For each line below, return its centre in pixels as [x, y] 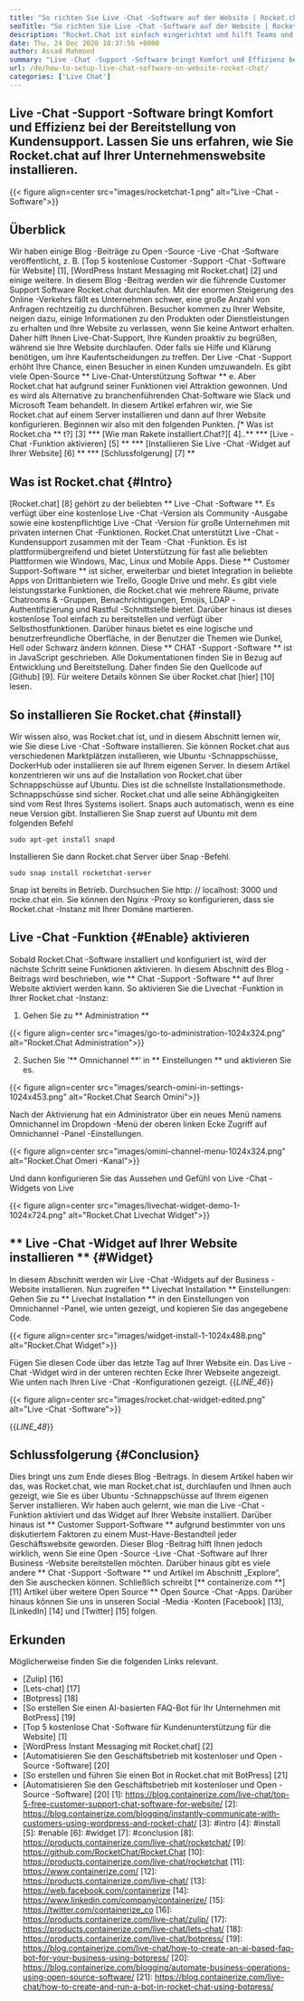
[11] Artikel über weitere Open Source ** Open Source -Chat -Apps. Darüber [151, 1592]
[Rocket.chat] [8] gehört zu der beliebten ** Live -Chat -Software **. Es [142, 504]
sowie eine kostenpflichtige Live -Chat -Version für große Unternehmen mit [150, 523]
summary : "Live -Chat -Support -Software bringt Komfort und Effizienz [147, 60]
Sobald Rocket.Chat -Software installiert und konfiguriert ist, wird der [138, 959]
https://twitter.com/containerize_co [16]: [97, 1910]
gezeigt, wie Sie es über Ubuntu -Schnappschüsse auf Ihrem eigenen [139, 1496]
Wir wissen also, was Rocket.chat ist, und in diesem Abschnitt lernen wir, [145, 737]
